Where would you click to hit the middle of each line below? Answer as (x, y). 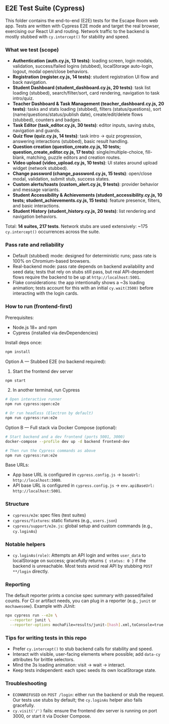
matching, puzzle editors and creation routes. (74, 157)
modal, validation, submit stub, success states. (61, 179)
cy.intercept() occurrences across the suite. (52, 232)
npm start (16, 380)
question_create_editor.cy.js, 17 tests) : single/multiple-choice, (78, 152)
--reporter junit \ (30, 620)
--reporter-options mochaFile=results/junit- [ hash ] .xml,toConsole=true (87, 625)
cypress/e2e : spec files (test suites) (49, 515)
